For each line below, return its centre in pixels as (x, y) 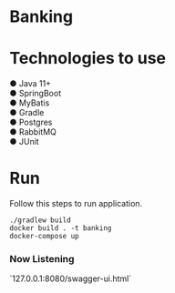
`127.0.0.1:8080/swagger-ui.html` (71, 278)
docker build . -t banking (61, 228)
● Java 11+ (31, 84)
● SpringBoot (36, 94)
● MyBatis (30, 103)
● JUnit (24, 142)
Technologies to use (88, 59)
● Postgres (31, 122)
